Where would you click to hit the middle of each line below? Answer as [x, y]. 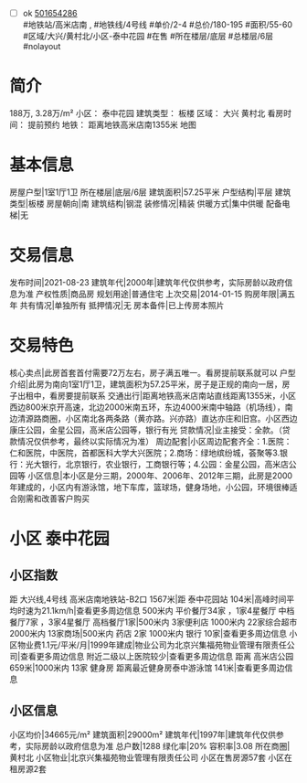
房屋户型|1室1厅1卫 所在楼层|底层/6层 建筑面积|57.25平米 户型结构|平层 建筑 [150, 192]
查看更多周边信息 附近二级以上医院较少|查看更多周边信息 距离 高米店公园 [157, 656]
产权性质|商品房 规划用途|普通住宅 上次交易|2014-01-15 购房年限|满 [161, 294]
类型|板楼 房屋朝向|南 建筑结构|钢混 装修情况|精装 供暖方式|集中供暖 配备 [146, 203]
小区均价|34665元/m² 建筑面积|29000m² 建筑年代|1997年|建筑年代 [135, 735]
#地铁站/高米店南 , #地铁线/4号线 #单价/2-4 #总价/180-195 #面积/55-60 [158, 25]
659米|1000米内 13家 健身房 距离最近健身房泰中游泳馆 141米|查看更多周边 [147, 668]
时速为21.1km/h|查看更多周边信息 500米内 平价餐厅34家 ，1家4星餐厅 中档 [156, 610]
